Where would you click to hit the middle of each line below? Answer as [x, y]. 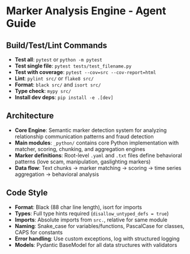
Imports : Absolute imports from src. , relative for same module [91, 220]
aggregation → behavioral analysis [57, 174]
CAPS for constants [39, 232]
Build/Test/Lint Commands [57, 45]
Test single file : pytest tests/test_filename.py [73, 66]
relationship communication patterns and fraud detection [84, 136]
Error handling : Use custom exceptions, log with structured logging [97, 239]
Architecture [30, 116]
